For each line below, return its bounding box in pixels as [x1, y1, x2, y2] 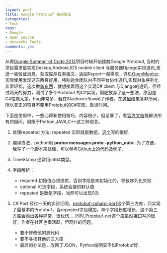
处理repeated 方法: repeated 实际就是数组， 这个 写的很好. [12, 129, 130, 135]
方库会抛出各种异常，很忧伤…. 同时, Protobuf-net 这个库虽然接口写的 [12, 213, 151, 219]
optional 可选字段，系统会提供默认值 [19, 184, 94, 190]
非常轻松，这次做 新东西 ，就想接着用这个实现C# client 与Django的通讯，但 [5, 83, 157, 89]
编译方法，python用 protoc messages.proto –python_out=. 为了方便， [12, 139, 159, 145]
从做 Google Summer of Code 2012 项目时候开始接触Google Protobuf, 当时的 [5, 58, 160, 64]
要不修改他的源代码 [19, 229, 60, 236]
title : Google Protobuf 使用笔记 [5, 12, 72, 17]
